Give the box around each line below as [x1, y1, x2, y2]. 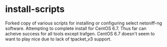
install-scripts [5, 3, 65, 15]
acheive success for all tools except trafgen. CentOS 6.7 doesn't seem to [5, 30, 155, 36]
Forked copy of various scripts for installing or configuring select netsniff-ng [5, 20, 163, 26]
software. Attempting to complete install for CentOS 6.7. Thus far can [5, 25, 147, 31]
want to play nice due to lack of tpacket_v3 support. [5, 36, 112, 42]
